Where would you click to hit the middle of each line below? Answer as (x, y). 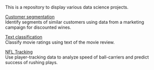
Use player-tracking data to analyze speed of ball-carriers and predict (77, 57)
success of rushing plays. (32, 62)
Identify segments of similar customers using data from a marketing (75, 22)
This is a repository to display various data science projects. (67, 7)
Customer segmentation (30, 17)
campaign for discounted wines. (38, 27)
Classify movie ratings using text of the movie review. (60, 42)
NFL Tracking (19, 52)
